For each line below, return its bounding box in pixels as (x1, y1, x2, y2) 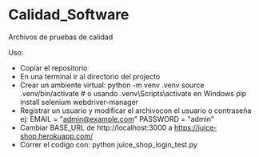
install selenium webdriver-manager (19, 97, 138, 107)
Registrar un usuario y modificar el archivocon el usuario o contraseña (19, 106, 252, 115)
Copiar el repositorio (19, 62, 88, 73)
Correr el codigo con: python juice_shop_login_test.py (19, 139, 197, 149)
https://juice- (174, 123, 217, 132)
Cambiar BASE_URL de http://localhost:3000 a (19, 123, 173, 132)
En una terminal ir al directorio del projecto (19, 71, 161, 81)
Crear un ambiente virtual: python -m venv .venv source (19, 80, 205, 90)
